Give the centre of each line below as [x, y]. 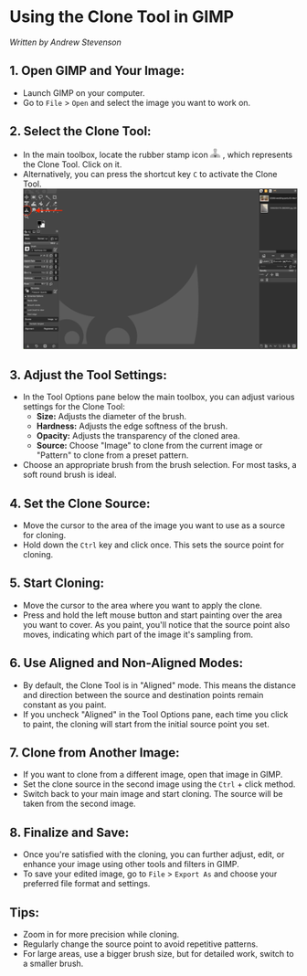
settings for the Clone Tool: [74, 407]
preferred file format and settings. [86, 884]
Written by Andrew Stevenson [65, 42]
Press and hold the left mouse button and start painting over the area [153, 615]
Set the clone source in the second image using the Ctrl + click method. [159, 784]
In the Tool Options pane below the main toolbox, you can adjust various [159, 397]
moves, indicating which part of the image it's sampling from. [138, 634]
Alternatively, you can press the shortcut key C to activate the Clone [150, 174]
